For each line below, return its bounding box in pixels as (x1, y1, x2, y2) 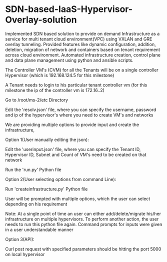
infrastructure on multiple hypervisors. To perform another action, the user (5, 216, 159, 222)
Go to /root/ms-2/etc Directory (5, 96, 68, 103)
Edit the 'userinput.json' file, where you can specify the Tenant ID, (5, 146, 141, 152)
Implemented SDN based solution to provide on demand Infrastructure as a (5, 30, 160, 36)
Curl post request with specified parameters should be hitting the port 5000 (5, 246, 161, 252)
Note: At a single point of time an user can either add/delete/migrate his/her (5, 210, 161, 216)
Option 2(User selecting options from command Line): (5, 176, 116, 182)
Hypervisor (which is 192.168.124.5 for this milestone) (5, 72, 114, 78)
